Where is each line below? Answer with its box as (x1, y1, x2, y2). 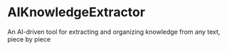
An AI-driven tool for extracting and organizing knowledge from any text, (7, 27, 221, 36)
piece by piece (7, 35, 51, 43)
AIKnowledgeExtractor (7, 4, 146, 20)
